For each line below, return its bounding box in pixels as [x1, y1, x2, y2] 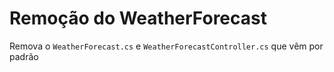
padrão [9, 50, 39, 62]
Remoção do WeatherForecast [9, 7, 267, 30]
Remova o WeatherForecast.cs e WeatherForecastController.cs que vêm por [9, 40, 324, 52]
